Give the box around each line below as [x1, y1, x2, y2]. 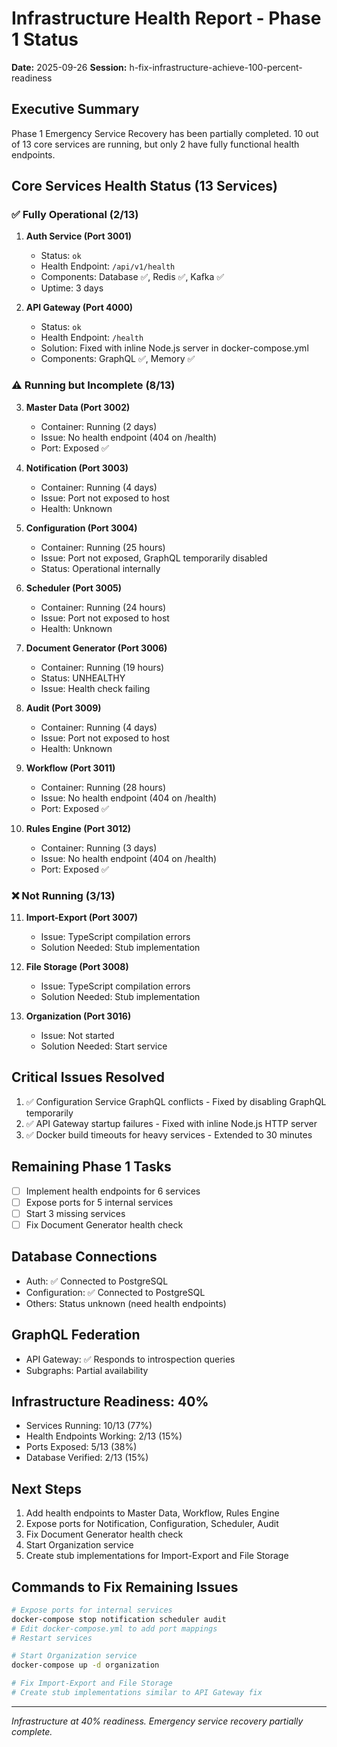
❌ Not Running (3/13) [11, 888, 116, 902]
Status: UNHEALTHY [40, 672, 126, 684]
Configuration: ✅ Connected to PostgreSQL [25, 1286, 206, 1298]
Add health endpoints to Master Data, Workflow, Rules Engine [25, 1507, 280, 1519]
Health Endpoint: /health [40, 332, 144, 344]
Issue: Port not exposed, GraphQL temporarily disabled [40, 552, 268, 564]
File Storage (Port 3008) [25, 961, 129, 973]
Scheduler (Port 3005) [25, 582, 123, 594]
